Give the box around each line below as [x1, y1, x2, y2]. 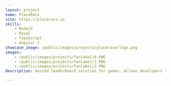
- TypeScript [14, 36, 42, 41]
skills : [5, 21, 22, 27]
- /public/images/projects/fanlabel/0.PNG [14, 54, 106, 60]
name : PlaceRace [5, 12, 40, 17]
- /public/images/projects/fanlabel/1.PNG [14, 59, 106, 64]
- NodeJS [14, 26, 33, 31]
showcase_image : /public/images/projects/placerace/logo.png [5, 45, 138, 50]
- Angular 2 [14, 40, 40, 46]
